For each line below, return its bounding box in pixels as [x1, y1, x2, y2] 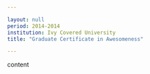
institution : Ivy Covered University [7, 29, 116, 36]
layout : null [7, 16, 45, 23]
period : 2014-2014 [7, 22, 60, 30]
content [7, 60, 30, 69]
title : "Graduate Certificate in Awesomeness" [7, 35, 144, 42]
